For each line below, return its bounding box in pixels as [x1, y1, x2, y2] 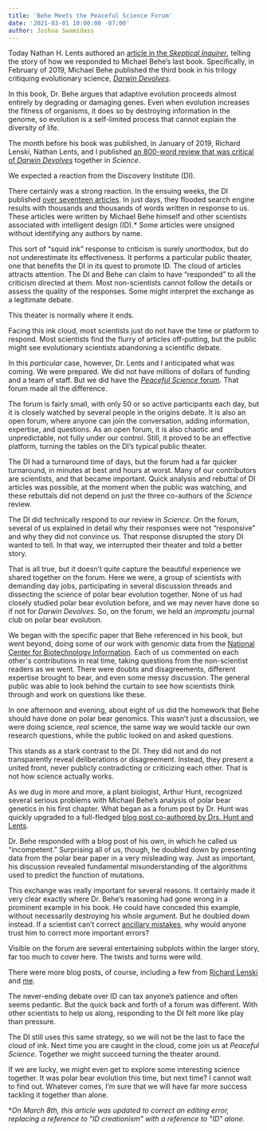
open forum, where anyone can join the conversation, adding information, [8, 416, 249, 426]
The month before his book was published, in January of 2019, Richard [8, 139, 241, 148]
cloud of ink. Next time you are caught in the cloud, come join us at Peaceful [8, 1041, 260, 1050]
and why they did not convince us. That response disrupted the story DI [8, 532, 244, 542]
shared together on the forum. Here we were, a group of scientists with [8, 573, 241, 582]
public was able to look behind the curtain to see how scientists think [8, 681, 235, 691]
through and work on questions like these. [8, 690, 147, 699]
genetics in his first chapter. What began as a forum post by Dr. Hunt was [8, 804, 249, 814]
